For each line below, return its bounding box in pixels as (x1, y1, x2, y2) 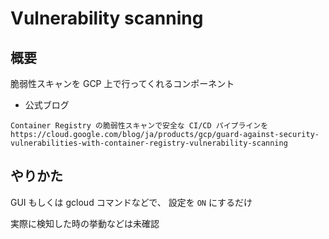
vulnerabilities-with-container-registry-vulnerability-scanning (10, 138, 288, 148)
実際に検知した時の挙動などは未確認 (10, 217, 160, 229)
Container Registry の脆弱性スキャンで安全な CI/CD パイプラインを (10, 121, 269, 131)
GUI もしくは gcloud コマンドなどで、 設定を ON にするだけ (10, 196, 253, 208)
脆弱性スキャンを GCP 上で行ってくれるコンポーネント (10, 78, 235, 89)
